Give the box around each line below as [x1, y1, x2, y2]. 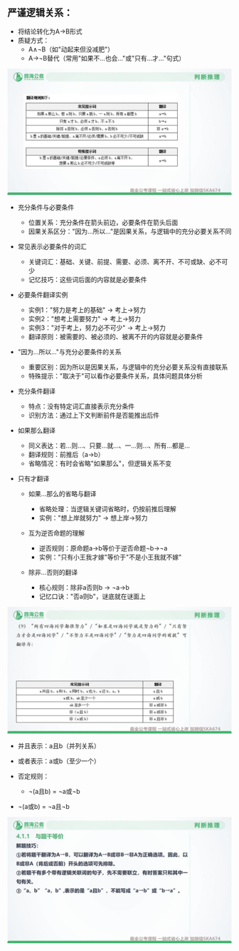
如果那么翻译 [17, 426, 55, 435]
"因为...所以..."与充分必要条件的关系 [17, 348, 122, 356]
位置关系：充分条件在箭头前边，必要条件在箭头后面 [28, 218, 179, 227]
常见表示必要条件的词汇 [17, 242, 87, 251]
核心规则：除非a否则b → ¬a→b [38, 583, 130, 592]
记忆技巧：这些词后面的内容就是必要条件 [28, 276, 147, 284]
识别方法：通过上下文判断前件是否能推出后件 [28, 411, 160, 420]
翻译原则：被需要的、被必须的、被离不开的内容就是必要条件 [28, 333, 203, 341]
